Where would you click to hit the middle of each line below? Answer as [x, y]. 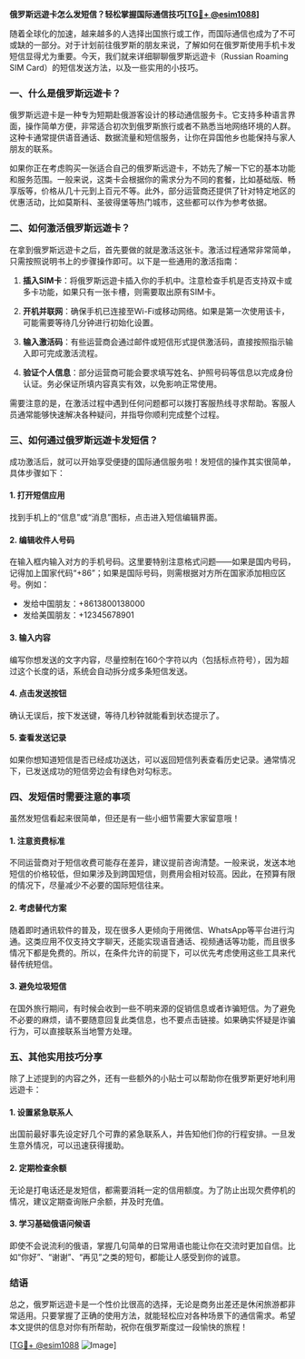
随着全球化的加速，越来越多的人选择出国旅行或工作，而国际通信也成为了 [144, 34]
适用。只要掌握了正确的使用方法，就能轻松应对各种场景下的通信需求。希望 [156, 1315]
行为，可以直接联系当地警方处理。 [73, 1031]
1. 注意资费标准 [37, 840]
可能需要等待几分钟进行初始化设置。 [90, 322]
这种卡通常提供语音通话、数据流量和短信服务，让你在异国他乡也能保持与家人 [152, 138]
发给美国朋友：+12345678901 [78, 615]
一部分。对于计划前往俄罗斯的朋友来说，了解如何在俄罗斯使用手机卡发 [164, 45]
